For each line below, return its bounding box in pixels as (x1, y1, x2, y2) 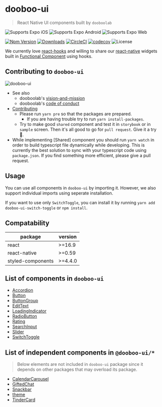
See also (12, 90, 30, 96)
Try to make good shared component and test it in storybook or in (19, 121, 151, 127)
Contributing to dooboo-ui (5, 68, 84, 76)
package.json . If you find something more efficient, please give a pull (12, 152, 151, 158)
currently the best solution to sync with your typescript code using (12, 147, 147, 153)
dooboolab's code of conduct (19, 100, 80, 106)
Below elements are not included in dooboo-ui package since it (17, 361, 143, 367)
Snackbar (12, 386, 32, 392)
